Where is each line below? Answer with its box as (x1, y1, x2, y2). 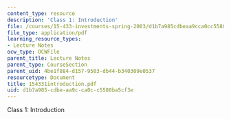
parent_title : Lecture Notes (7, 55, 91, 62)
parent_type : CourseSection (7, 61, 88, 68)
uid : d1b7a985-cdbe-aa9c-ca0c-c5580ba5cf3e (7, 87, 134, 94)
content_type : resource (7, 10, 76, 17)
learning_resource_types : (7, 36, 81, 43)
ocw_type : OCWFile (7, 49, 60, 56)
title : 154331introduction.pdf (7, 80, 97, 87)
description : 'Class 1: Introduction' (7, 17, 118, 23)
